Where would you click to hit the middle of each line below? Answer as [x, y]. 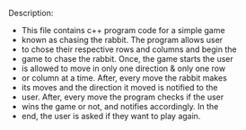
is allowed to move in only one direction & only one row [123, 68]
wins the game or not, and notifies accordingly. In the [120, 106]
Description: [31, 13]
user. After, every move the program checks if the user [123, 97]
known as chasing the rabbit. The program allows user [122, 40]
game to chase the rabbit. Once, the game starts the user [127, 59]
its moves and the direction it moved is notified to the [119, 87]
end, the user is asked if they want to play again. [111, 116]
